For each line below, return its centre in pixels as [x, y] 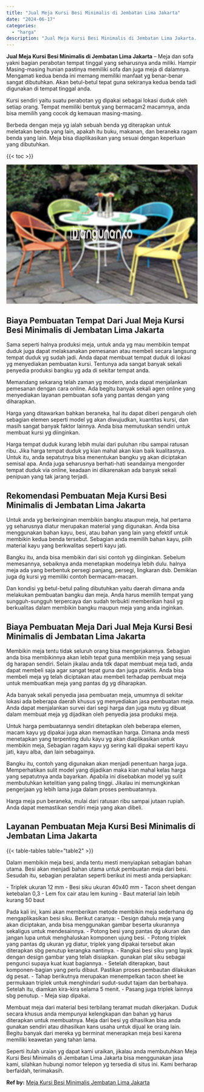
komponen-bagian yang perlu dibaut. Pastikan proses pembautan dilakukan [101, 969]
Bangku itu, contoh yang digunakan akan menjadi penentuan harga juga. [97, 764]
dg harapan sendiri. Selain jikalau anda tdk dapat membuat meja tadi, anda [100, 664]
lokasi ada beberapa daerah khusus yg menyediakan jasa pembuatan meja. [100, 701]
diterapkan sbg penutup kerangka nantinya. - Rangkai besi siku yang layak [100, 950]
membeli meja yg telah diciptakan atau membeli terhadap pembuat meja [96, 677]
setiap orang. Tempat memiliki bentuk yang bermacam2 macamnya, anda [98, 107]
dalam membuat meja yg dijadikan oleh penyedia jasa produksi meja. [92, 714]
